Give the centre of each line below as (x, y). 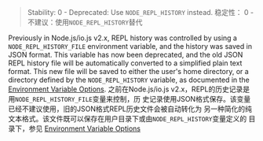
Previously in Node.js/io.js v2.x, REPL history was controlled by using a (123, 38)
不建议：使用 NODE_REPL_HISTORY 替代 (85, 22)
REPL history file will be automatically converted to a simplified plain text (125, 63)
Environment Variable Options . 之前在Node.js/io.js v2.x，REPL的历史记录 (126, 89)
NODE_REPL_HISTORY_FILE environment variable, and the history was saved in (130, 46)
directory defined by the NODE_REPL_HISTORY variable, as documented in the (129, 80)
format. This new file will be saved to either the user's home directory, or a (128, 71)
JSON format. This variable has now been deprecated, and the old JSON (126, 55)
